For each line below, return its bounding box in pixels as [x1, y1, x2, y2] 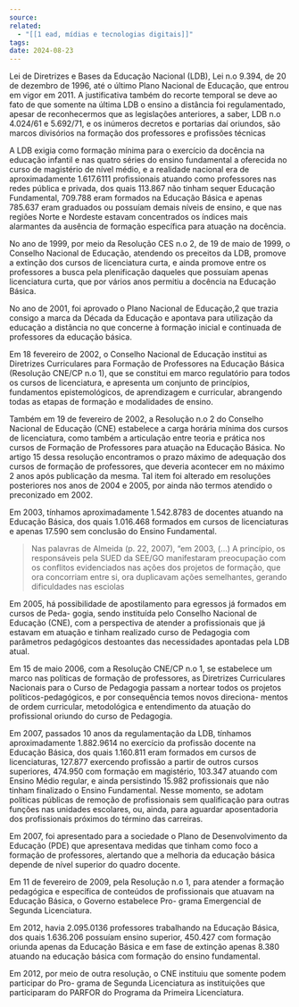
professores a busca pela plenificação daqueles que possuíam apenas [9, 267, 270, 278]
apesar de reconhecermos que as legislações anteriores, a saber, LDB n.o [9, 109, 281, 120]
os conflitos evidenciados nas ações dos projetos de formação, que [30, 562, 281, 573]
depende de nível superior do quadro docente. [9, 860, 181, 870]
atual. [9, 646, 30, 657]
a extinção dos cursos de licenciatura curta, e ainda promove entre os [9, 257, 267, 268]
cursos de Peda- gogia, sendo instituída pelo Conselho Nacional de [9, 608, 257, 619]
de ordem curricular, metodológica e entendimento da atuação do [9, 701, 252, 712]
